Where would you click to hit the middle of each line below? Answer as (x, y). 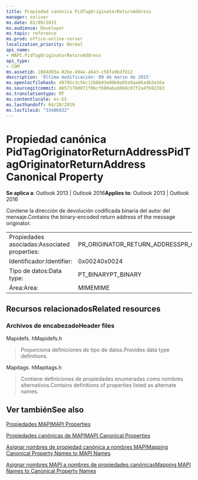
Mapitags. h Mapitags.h (34, 368)
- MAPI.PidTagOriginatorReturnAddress (54, 55)
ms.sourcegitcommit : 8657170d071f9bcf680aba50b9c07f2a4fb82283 (85, 88)
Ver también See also (45, 410)
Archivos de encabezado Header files (60, 326)
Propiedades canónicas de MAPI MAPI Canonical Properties (78, 435)
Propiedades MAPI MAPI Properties (49, 424)
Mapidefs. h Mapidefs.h (34, 338)
